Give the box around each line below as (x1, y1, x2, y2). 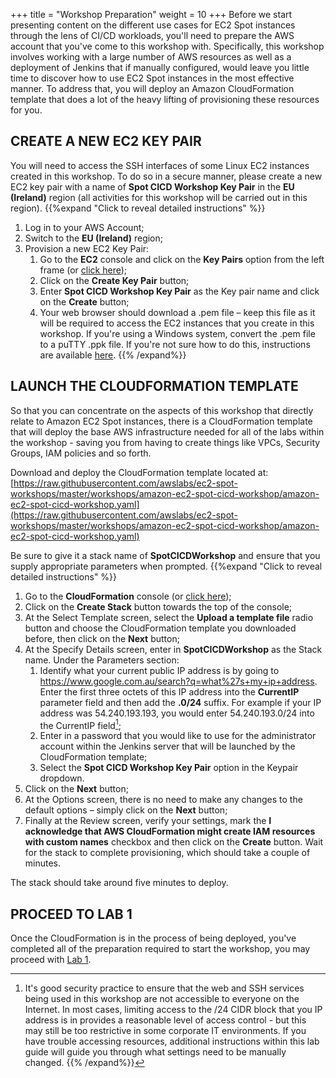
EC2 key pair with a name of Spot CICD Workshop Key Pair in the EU (10, 180, 295, 193)
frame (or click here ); (39, 264, 128, 276)
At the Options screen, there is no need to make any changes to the (24, 794, 303, 806)
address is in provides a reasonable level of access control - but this (24, 1014, 307, 1026)
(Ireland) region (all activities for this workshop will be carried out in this (10, 191, 308, 203)
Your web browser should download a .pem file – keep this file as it (39, 306, 316, 318)
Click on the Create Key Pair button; (39, 274, 190, 286)
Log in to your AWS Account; (24, 221, 145, 233)
